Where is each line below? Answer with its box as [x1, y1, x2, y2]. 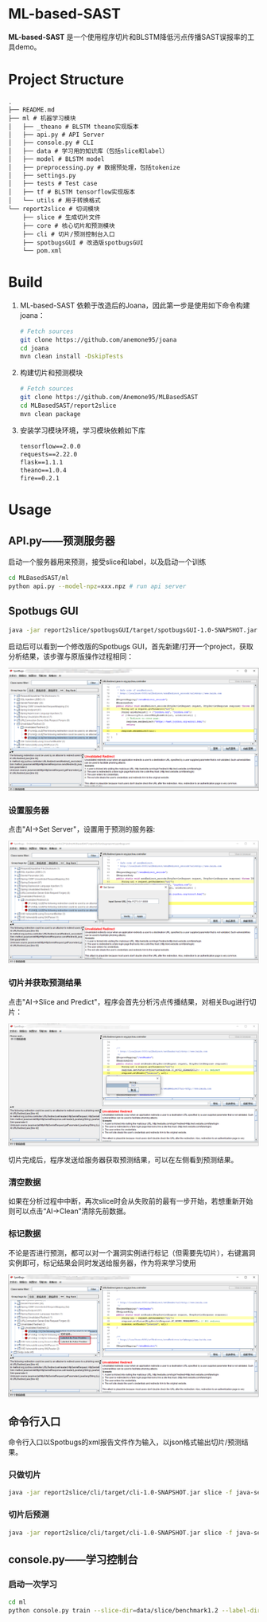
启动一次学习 [8, 1578, 58, 1589]
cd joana [19, 344, 49, 352]
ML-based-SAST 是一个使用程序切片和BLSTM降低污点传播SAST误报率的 [8, 32, 248, 41]
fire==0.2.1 [19, 474, 60, 482]
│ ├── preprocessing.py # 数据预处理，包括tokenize [8, 163, 180, 171]
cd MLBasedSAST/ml [8, 574, 69, 582]
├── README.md [8, 105, 56, 114]
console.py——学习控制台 [8, 1553, 138, 1566]
